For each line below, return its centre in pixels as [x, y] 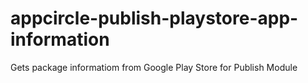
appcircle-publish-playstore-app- [154, 18]
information [60, 39]
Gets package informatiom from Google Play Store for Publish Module [154, 67]
